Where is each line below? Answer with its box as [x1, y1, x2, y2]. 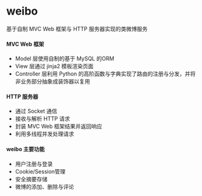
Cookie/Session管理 [15, 167, 66, 175]
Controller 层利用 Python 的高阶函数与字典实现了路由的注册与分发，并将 [15, 70, 196, 77]
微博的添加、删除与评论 [15, 183, 74, 190]
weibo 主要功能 [6, 145, 45, 153]
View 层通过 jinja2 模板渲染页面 [15, 63, 94, 70]
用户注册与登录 [15, 160, 53, 167]
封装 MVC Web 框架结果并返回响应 [15, 123, 102, 130]
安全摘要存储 [15, 175, 47, 183]
